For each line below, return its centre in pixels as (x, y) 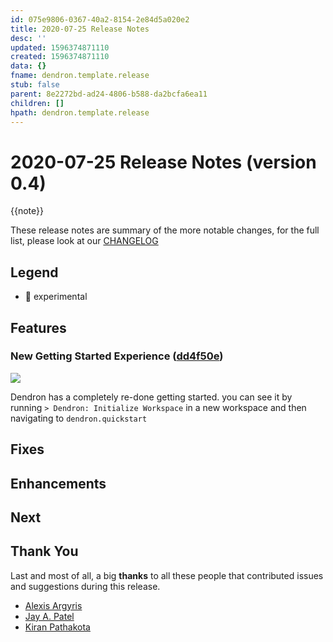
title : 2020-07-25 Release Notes (80, 29)
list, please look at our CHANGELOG (84, 241)
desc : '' (28, 38)
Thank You (44, 551)
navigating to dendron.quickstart (79, 418)
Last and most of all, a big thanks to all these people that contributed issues (167, 575)
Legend (34, 272)
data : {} (28, 66)
